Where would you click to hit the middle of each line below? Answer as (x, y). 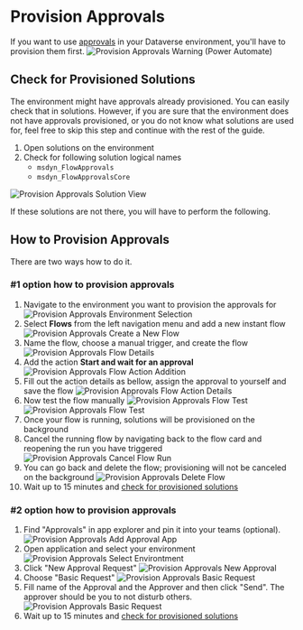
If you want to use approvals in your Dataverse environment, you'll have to (148, 42)
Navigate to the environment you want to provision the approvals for (150, 304)
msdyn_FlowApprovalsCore (83, 177)
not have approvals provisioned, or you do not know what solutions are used (152, 120)
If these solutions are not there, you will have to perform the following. (141, 211)
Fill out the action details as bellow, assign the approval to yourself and (155, 381)
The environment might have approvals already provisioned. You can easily (150, 101)
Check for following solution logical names (102, 157)
